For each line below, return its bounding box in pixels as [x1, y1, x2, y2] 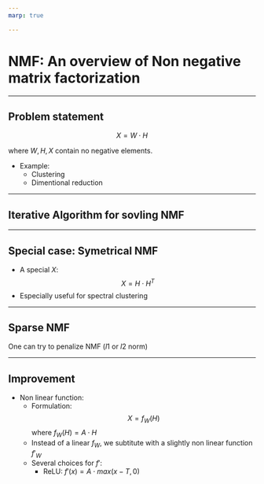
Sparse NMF [8, 321, 71, 334]
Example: [19, 161, 50, 171]
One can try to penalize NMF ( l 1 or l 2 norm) [8, 342, 148, 351]
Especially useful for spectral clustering [19, 290, 148, 300]
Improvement [8, 371, 75, 386]
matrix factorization [8, 68, 141, 87]
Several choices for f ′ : [31, 458, 103, 468]
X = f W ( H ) [127, 414, 160, 425]
